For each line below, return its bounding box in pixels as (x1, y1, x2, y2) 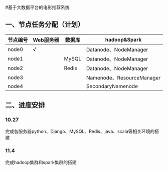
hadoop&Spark (105, 36, 142, 43)
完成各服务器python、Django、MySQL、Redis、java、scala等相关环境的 (5, 128, 155, 134)
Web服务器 (33, 36, 59, 43)
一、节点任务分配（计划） (5, 20, 84, 29)
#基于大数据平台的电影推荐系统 (5, 4, 70, 10)
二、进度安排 (5, 101, 45, 109)
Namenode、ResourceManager (86, 74, 161, 81)
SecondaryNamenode (86, 82, 138, 89)
